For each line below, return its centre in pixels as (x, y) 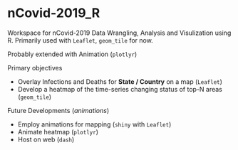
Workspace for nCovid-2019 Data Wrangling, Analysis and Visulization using (119, 33)
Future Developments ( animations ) (58, 110)
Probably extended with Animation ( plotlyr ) (72, 54)
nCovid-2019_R (54, 13)
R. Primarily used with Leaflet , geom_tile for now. (80, 40)
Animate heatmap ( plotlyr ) (58, 132)
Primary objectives (35, 68)
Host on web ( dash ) (46, 139)
